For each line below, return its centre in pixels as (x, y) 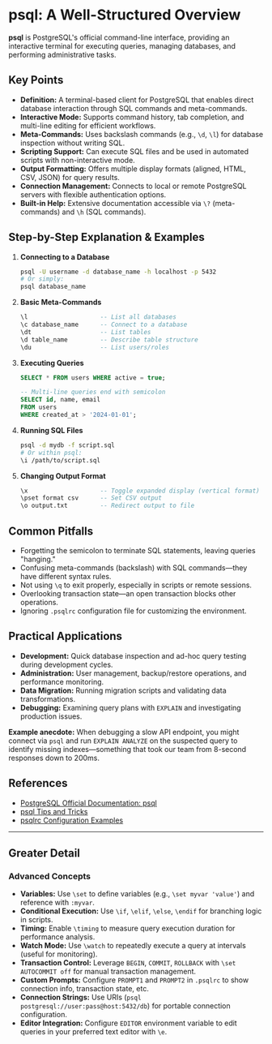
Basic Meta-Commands (61, 303)
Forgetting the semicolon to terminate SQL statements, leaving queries (138, 550)
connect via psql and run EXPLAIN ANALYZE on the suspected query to (123, 741)
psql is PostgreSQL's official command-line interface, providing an (119, 37)
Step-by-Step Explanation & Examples (106, 237)
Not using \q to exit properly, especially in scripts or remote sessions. (136, 585)
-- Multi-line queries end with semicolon (93, 392)
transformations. (48, 698)
